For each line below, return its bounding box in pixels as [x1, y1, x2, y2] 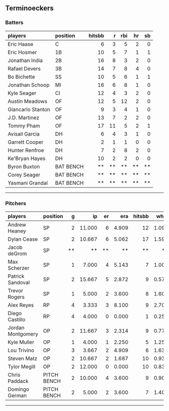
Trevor [8, 287, 24, 294]
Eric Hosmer [8, 49, 37, 56]
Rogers [8, 293, 25, 300]
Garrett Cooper [8, 138, 44, 145]
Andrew [8, 221, 27, 228]
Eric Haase [8, 40, 34, 47]
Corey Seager [8, 171, 41, 178]
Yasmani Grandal [8, 179, 48, 186]
